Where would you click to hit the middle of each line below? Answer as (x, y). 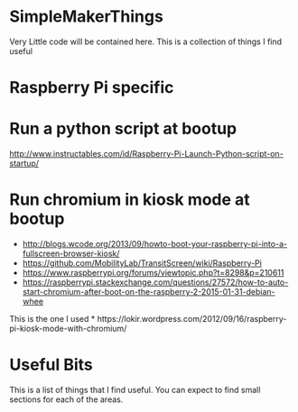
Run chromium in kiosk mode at (130, 200)
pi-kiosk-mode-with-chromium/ (68, 328)
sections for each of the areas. (66, 399)
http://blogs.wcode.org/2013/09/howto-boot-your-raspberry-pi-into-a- (154, 244)
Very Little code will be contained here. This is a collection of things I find (146, 41)
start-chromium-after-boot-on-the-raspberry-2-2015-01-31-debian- (149, 292)
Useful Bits (51, 365)
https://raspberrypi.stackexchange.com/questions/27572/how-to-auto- (155, 282)
